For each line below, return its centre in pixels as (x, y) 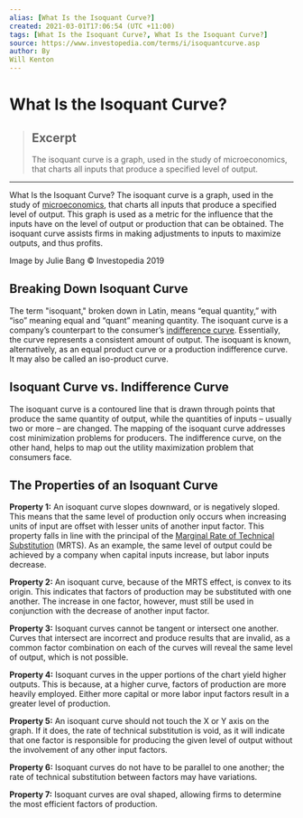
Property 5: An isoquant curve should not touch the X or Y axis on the (139, 721)
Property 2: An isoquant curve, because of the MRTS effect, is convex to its (150, 582)
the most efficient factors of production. (83, 804)
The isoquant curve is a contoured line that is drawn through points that (142, 409)
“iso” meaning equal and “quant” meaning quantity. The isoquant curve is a (149, 320)
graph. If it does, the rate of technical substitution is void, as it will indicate (147, 731)
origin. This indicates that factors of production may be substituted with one (150, 592)
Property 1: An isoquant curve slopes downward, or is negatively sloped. (145, 507)
